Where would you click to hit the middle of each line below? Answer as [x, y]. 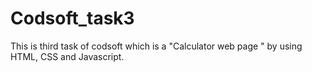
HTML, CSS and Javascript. [67, 56]
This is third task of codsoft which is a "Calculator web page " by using [156, 46]
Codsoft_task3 [72, 18]
